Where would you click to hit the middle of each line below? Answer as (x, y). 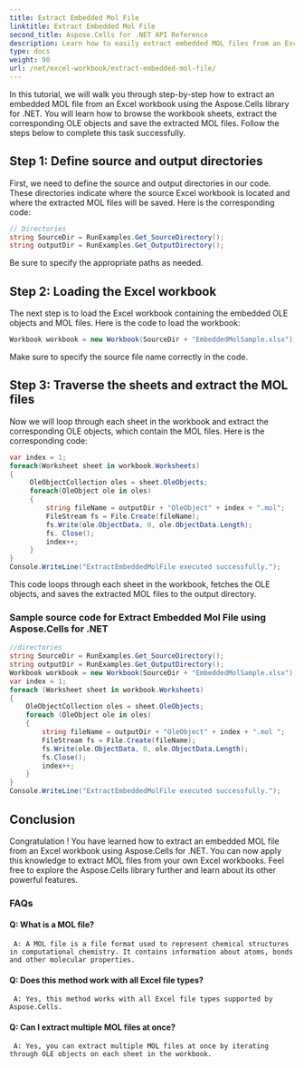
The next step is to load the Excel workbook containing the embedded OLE (149, 313)
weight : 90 (30, 60)
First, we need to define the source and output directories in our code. (140, 183)
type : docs (30, 52)
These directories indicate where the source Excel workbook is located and (150, 192)
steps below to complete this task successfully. (97, 132)
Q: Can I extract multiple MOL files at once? (93, 1027)
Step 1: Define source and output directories (136, 161)
